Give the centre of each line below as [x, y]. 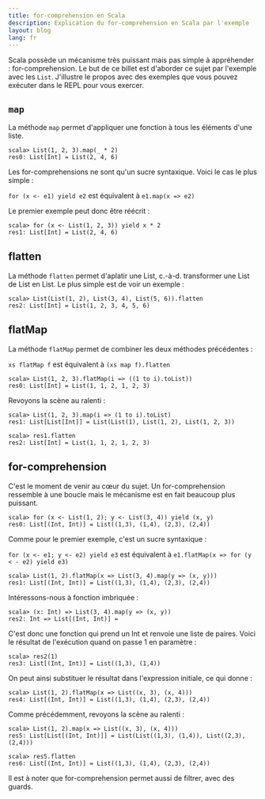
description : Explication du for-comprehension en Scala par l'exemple [129, 23]
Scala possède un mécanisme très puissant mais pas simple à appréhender [131, 60]
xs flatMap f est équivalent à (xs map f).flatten [89, 364]
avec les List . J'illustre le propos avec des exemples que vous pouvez [123, 77]
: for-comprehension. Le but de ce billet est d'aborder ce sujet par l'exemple [132, 69]
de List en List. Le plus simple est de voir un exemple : [96, 284]
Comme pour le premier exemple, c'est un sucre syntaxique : [108, 538]
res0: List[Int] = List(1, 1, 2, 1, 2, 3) [79, 386]
